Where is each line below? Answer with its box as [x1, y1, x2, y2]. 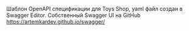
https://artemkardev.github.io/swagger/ [6, 18, 105, 25]
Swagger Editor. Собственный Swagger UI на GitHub [6, 12, 141, 19]
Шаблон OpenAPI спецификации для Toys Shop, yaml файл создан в [6, 5, 183, 12]
